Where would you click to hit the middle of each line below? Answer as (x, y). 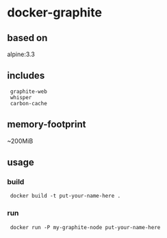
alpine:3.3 (21, 54)
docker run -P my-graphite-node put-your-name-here (85, 227)
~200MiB (20, 141)
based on (27, 38)
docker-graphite (55, 13)
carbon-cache (29, 103)
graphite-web (29, 91)
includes (26, 76)
